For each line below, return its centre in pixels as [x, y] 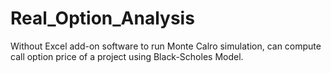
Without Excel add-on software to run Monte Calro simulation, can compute [166, 46]
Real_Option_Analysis [102, 18]
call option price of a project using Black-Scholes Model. [127, 56]
